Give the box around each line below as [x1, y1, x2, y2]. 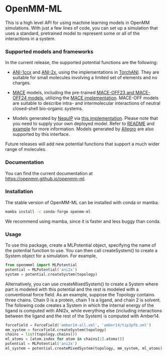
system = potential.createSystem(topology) [5, 272, 98, 277]
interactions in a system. [5, 36, 56, 42]
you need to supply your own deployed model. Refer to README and [12, 121, 154, 127]
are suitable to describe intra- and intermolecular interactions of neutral [12, 100, 160, 106]
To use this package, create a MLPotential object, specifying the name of [5, 242, 156, 248]
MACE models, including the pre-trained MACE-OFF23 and [12, 90, 134, 96]
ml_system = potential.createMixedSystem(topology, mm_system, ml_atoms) [5, 346, 163, 351]
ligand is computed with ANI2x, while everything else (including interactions [5, 307, 162, 313]
